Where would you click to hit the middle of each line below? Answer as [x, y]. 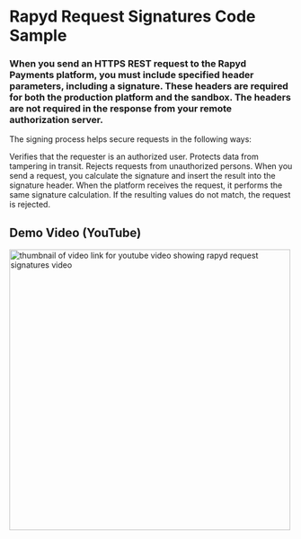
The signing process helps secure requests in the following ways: [130, 139]
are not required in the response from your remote [120, 109]
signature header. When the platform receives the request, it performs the [146, 185]
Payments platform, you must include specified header [132, 75]
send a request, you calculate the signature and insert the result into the [142, 176]
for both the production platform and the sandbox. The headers [150, 98]
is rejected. [30, 205]
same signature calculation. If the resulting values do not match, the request [150, 195]
